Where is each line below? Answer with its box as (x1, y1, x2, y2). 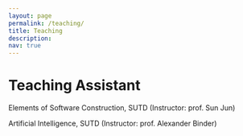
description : (8, 34, 52, 43)
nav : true (8, 42, 42, 50)
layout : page (8, 11, 52, 20)
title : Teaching (8, 27, 63, 35)
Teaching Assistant (8, 76, 141, 95)
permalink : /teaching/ (8, 19, 84, 27)
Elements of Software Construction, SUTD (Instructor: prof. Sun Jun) (8, 103, 236, 113)
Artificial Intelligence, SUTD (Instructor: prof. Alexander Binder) (8, 118, 217, 129)
